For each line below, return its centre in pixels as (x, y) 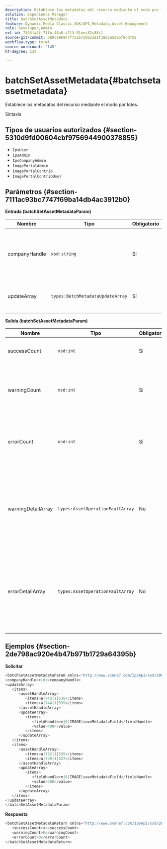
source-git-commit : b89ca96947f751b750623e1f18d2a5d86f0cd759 (71, 38)
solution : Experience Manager (37, 14)
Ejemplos (20, 646)
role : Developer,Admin (29, 28)
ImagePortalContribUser (37, 177)
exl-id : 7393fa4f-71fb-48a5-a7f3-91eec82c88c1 (54, 33)
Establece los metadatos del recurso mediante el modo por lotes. (72, 104)
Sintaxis (13, 114)
